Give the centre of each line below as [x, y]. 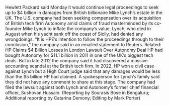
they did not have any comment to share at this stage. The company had [80, 82]
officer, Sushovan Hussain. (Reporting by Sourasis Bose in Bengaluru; [77, 93]
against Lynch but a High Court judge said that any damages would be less [83, 71]
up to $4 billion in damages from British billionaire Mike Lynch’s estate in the [84, 13]
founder [13, 29]
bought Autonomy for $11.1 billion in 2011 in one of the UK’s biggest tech [79, 55]
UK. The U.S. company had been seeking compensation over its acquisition [83, 18]
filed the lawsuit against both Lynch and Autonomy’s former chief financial [82, 87]
